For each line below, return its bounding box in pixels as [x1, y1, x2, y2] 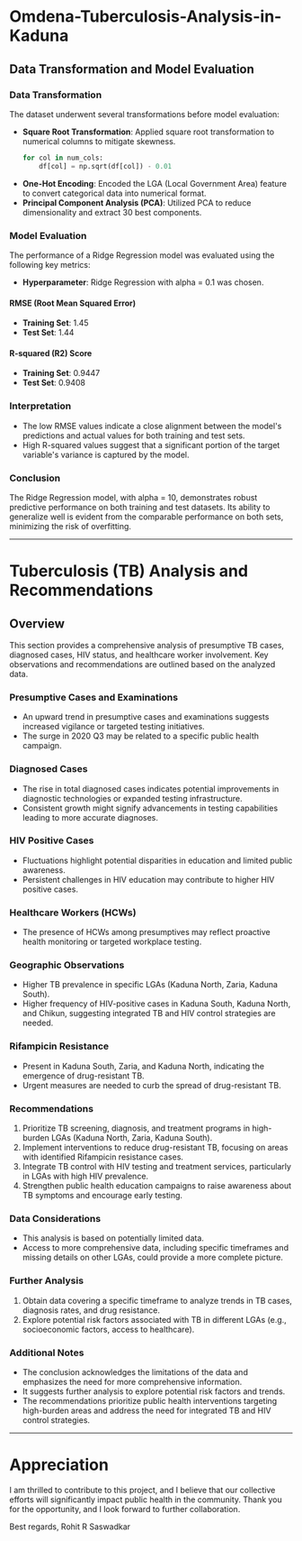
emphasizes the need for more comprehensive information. [22, 1376, 243, 1387]
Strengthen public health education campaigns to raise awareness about [22, 1180, 292, 1191]
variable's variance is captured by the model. [22, 449, 190, 460]
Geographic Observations [9, 959, 125, 971]
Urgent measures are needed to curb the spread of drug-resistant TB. [22, 1079, 281, 1090]
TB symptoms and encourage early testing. [22, 1190, 182, 1200]
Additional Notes [9, 1346, 84, 1359]
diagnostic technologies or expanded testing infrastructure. [22, 793, 243, 803]
